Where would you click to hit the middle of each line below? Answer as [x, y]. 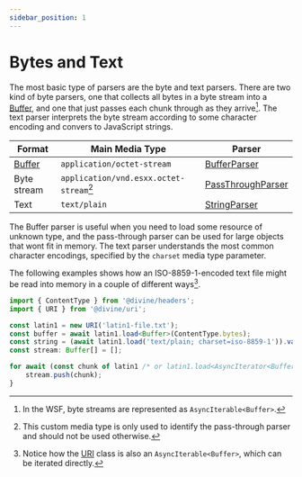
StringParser [232, 205]
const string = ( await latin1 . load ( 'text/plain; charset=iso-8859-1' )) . [148, 342]
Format [33, 149]
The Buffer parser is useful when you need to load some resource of [136, 227]
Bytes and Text [67, 62]
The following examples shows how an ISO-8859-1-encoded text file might [148, 273]
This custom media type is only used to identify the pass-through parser [156, 426]
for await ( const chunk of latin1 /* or [86, 367]
